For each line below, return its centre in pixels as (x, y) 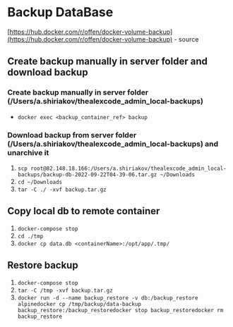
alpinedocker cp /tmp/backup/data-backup (79, 304)
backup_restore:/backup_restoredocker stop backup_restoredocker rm (120, 310)
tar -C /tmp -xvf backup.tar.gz (65, 290)
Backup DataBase (60, 12)
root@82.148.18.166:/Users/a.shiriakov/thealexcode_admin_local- (129, 168)
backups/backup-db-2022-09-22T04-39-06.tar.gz (87, 174)
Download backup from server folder (72, 135)
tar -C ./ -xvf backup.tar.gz (62, 190)
